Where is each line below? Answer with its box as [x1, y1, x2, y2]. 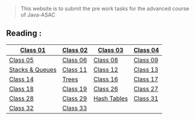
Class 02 [62, 46, 88, 54]
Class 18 [9, 85, 34, 93]
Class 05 [9, 56, 34, 64]
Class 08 [93, 56, 118, 64]
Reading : [6, 28, 42, 38]
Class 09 [134, 56, 158, 64]
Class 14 [9, 75, 34, 83]
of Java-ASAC [20, 11, 56, 18]
